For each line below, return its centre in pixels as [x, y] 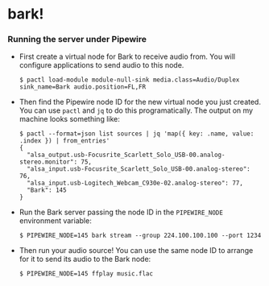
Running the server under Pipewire [77, 39]
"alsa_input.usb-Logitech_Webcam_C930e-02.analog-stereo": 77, [135, 183]
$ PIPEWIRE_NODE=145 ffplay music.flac [86, 274]
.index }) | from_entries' [64, 141]
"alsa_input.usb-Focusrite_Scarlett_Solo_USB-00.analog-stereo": [139, 169]
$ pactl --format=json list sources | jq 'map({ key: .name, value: [137, 134]
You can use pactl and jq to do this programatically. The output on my [136, 110]
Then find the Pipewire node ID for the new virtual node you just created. [140, 102]
